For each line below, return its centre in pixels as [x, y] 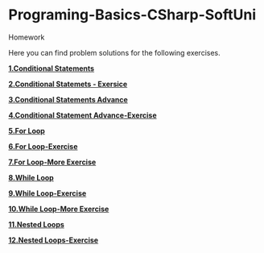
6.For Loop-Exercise [43, 146]
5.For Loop [27, 131]
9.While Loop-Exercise [47, 193]
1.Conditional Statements [52, 68]
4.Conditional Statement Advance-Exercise [82, 115]
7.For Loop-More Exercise [52, 162]
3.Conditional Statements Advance [68, 99]
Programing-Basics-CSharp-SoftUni [132, 15]
